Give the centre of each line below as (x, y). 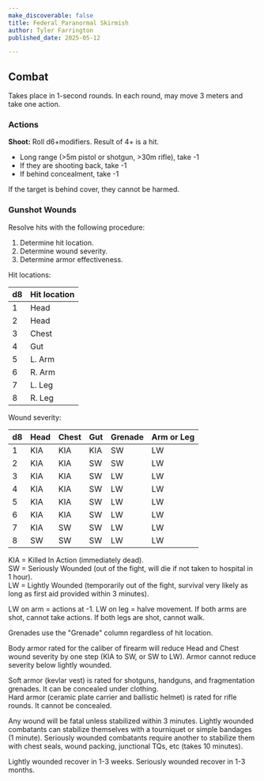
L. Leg (42, 385)
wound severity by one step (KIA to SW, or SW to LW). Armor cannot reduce (132, 656)
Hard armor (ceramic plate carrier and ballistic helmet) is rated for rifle (123, 697)
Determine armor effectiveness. (72, 259)
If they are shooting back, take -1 (73, 166)
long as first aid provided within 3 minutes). (79, 593)
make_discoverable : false (51, 15)
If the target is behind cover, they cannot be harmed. (94, 189)
